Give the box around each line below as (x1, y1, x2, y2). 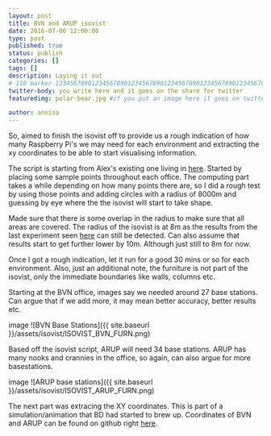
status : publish (8, 49, 63, 57)
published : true (8, 42, 63, 50)
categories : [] (8, 57, 60, 65)
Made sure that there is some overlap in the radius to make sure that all (8, 214, 244, 223)
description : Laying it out (8, 72, 103, 80)
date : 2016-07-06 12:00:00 (8, 27, 99, 35)
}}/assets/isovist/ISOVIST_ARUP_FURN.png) (8, 386, 155, 396)
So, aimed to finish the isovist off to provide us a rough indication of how (8, 131, 250, 141)
